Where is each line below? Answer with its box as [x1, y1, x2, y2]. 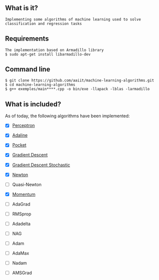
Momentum [12, 191, 36, 197]
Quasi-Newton [12, 181, 42, 187]
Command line [5, 65, 50, 74]
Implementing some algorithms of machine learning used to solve [5, 17, 141, 22]
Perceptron [12, 123, 35, 128]
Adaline [12, 132, 28, 138]
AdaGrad [12, 201, 31, 207]
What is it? [5, 4, 38, 12]
